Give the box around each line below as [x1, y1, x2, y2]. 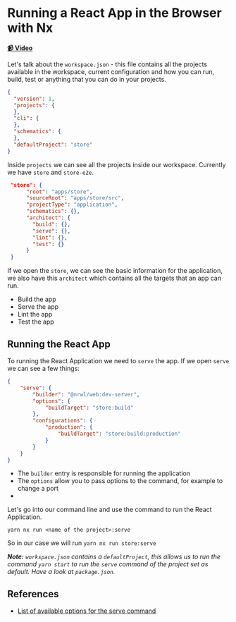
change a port [17, 484, 58, 493]
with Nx [7, 20, 54, 36]
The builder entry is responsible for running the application [17, 469, 191, 477]
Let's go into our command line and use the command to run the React [7, 506, 213, 514]
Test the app [17, 317, 54, 326]
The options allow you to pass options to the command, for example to [17, 477, 223, 485]
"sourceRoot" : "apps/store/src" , [25, 195, 125, 202]
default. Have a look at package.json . [7, 568, 116, 576]
